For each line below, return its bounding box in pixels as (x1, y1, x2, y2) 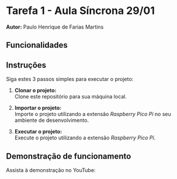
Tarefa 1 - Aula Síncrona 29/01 (6, 4, 155, 17)
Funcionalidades (6, 40, 68, 50)
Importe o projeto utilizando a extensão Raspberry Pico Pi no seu (14, 111, 171, 118)
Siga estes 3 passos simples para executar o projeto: (6, 76, 134, 83)
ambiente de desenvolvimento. (14, 117, 89, 124)
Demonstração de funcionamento (6, 151, 131, 161)
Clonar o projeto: (14, 87, 57, 94)
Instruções (6, 60, 47, 70)
